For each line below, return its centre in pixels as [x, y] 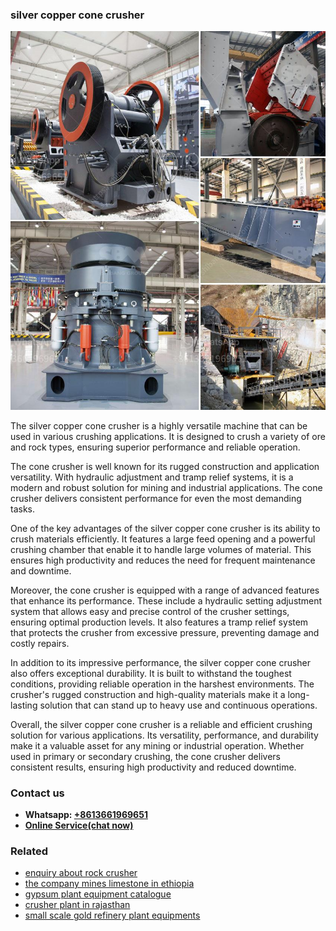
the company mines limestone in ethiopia [109, 884]
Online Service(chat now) [79, 825]
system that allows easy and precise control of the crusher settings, [150, 611]
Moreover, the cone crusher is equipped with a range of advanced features [165, 590]
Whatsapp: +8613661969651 [86, 814]
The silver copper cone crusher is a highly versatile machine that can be [159, 425]
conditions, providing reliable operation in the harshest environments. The [162, 684]
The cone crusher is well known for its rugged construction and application [165, 466]
